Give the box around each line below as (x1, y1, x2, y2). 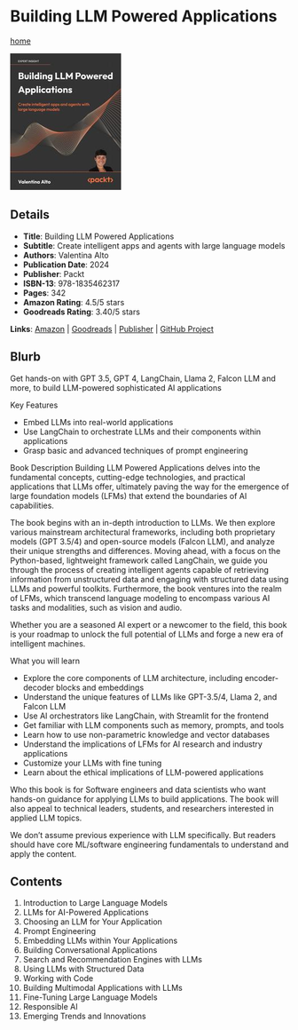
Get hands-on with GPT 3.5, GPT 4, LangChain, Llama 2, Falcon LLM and (10, 373, 276, 384)
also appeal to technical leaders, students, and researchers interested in (10, 803, 274, 813)
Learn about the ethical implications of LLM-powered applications (22, 766, 264, 778)
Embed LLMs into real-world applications (22, 416, 174, 427)
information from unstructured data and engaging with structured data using (10, 574, 289, 584)
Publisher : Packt (22, 268, 85, 279)
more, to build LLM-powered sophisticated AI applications (10, 382, 223, 392)
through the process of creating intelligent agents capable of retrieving (10, 564, 270, 574)
